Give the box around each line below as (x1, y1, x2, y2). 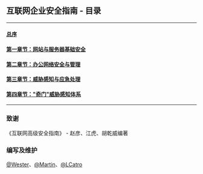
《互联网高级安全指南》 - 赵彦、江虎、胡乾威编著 (6, 129, 129, 137)
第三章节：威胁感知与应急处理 (6, 76, 80, 83)
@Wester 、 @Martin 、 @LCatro (6, 161, 83, 168)
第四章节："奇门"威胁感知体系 (6, 90, 82, 98)
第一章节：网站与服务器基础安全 (6, 46, 86, 53)
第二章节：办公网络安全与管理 (6, 60, 80, 68)
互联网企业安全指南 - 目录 (6, 5, 101, 16)
